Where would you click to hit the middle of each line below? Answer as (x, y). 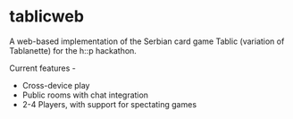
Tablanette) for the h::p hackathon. (73, 50)
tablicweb (47, 17)
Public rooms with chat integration (85, 95)
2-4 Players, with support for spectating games (109, 104)
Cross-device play (56, 85)
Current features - (42, 68)
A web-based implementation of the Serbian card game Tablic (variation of (147, 41)
